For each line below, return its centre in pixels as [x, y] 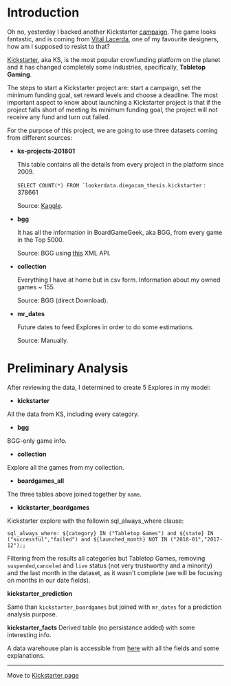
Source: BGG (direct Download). [63, 300]
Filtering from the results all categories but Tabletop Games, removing [106, 558]
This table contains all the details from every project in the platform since [120, 164]
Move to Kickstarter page [43, 675]
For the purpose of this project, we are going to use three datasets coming [112, 130]
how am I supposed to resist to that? [58, 46]
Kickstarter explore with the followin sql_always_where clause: [96, 521]
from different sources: [40, 137]
